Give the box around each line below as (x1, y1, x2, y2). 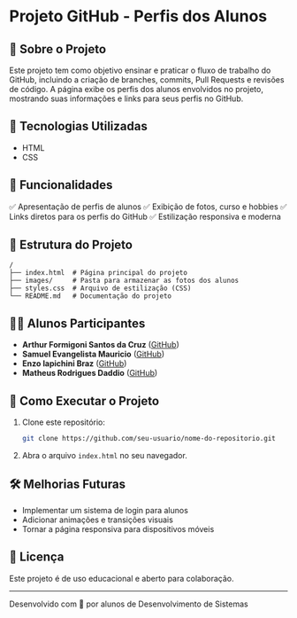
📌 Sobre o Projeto (9, 42, 107, 57)
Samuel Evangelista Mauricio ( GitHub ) (21, 348, 165, 360)
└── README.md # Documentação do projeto (9, 292, 172, 301)
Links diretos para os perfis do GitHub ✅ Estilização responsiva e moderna (9, 211, 281, 222)
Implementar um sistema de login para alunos (21, 505, 188, 515)
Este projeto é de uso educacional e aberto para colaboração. (9, 573, 234, 583)
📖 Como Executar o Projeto (9, 393, 160, 409)
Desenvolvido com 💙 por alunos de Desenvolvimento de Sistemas (9, 598, 249, 609)
